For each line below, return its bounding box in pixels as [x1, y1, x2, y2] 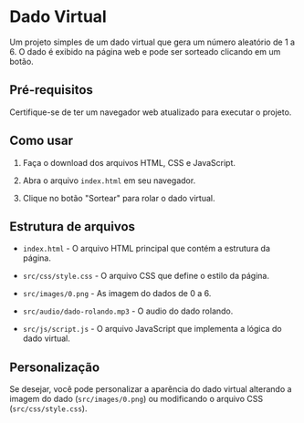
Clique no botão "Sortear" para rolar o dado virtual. [22, 192, 215, 203]
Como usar [9, 133, 74, 149]
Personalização [9, 359, 100, 375]
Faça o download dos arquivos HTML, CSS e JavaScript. [22, 157, 236, 168]
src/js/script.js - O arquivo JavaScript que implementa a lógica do [22, 324, 282, 335]
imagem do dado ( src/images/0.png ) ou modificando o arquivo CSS [9, 394, 263, 405]
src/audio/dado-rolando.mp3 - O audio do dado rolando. [22, 305, 234, 316]
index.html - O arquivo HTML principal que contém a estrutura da [22, 243, 271, 254]
